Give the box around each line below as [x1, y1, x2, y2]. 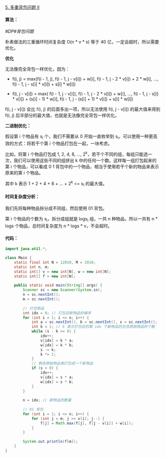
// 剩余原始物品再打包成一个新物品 [31, 361, 94, 366]
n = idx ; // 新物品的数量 [23, 398, 71, 403]
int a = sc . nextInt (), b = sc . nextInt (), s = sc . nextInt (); [31, 320, 158, 325]
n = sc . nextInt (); [23, 292, 61, 297]
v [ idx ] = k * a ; [40, 338, 74, 343]
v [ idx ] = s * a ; [40, 375, 74, 379]
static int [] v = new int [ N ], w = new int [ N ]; [14, 269, 111, 274]
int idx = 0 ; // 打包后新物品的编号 [23, 310, 91, 315]
